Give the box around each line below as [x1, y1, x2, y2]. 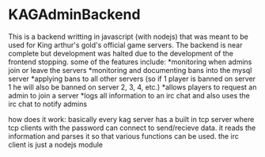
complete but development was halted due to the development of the [8, 48, 233, 58]
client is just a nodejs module [8, 140, 104, 149]
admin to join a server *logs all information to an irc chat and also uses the [8, 90, 251, 100]
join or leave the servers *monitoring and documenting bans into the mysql [8, 65, 252, 75]
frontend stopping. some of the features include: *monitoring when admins [8, 57, 252, 67]
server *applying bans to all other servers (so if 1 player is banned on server [8, 74, 256, 83]
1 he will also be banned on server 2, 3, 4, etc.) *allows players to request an [8, 82, 257, 92]
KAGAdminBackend [8, 6, 141, 24]
